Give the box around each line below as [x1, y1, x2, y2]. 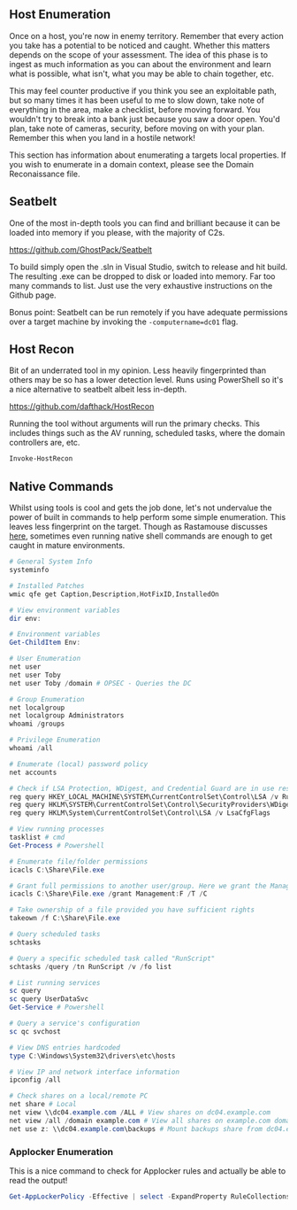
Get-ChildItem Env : [9, 638, 81, 648]
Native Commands [9, 478, 114, 494]
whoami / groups [9, 719, 65, 729]
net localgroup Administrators [9, 711, 125, 720]
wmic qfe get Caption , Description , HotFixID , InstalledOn [9, 589, 219, 599]
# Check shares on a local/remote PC [9, 1091, 148, 1101]
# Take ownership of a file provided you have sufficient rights [9, 905, 255, 915]
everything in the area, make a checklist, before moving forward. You [9, 104, 261, 114]
